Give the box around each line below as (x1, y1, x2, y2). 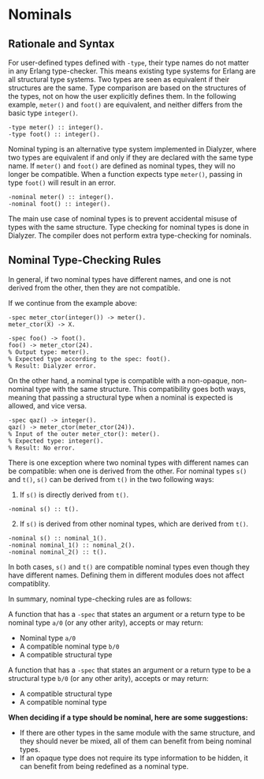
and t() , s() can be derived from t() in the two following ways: (8, 474, 214, 484)
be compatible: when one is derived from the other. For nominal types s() (8, 466, 247, 476)
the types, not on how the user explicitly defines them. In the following (8, 92, 236, 100)
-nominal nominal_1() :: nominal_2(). (8, 541, 136, 549)
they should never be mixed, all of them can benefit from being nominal (19, 736, 252, 746)
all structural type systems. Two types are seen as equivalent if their (8, 75, 230, 84)
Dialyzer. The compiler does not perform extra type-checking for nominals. (8, 231, 252, 240)
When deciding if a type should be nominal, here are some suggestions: (8, 713, 248, 722)
